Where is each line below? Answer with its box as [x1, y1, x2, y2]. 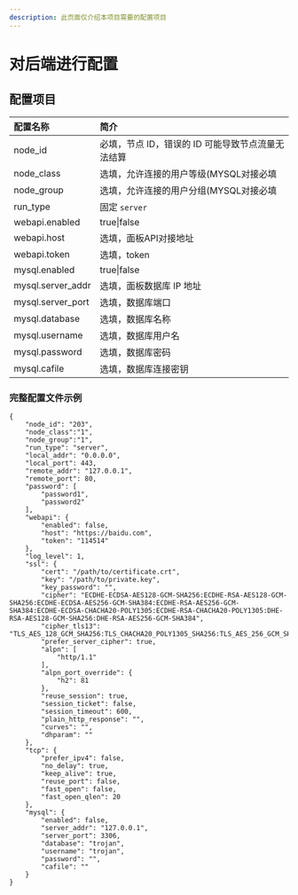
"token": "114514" [41, 536, 109, 546]
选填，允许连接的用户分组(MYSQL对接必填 [99, 184, 278, 196]
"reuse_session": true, [41, 691, 129, 701]
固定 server [99, 200, 148, 213]
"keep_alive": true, [41, 769, 117, 778]
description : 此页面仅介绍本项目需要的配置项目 [9, 12, 167, 22]
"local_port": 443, [25, 459, 98, 467]
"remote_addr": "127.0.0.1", [25, 467, 133, 475]
